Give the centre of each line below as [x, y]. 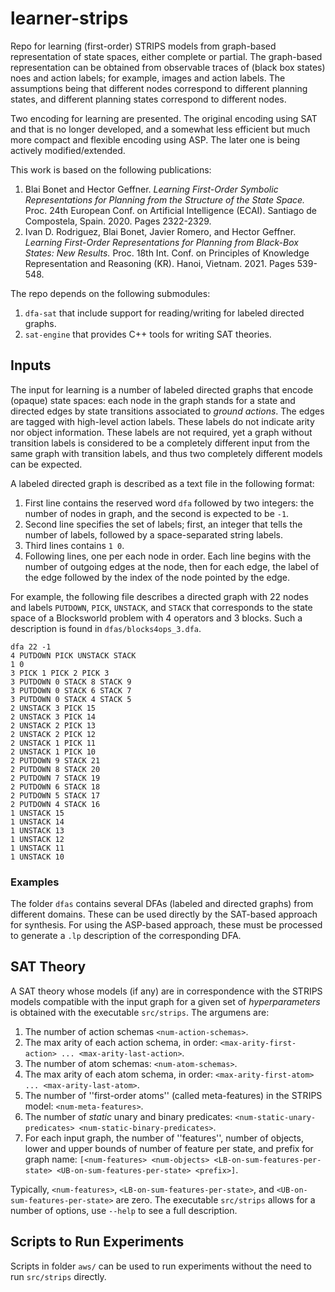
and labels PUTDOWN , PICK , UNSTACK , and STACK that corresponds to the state [161, 607]
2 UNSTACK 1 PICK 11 [53, 743]
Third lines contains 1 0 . [74, 545]
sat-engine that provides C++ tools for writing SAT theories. [148, 334]
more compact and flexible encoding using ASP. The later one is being [155, 139]
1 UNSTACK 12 [37, 839]
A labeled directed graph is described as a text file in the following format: [162, 483]
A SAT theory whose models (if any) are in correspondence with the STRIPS [166, 991]
